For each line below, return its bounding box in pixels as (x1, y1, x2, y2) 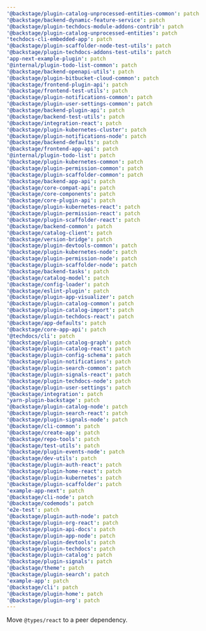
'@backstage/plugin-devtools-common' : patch (6, 242, 137, 250)
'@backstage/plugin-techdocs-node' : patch (6, 377, 131, 385)
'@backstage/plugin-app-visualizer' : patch (6, 294, 135, 301)
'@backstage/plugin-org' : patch (6, 597, 100, 604)
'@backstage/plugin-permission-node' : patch (6, 255, 137, 262)
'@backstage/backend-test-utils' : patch (6, 113, 126, 120)
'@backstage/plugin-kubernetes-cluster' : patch (6, 126, 147, 133)
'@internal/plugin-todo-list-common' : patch (6, 62, 137, 69)
